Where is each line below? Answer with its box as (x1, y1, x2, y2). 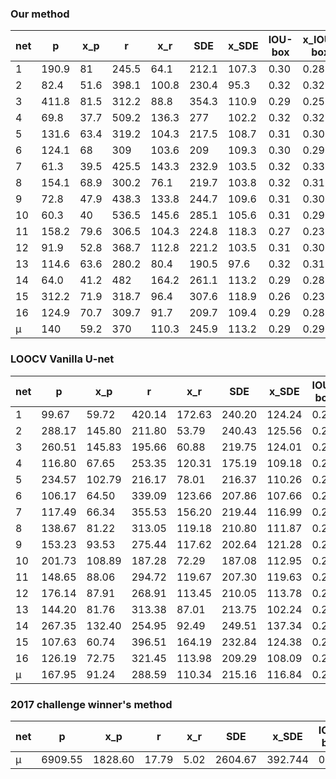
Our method (10, 7, 70, 21)
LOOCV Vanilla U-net (10, 352, 115, 366)
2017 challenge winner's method (10, 697, 173, 711)
